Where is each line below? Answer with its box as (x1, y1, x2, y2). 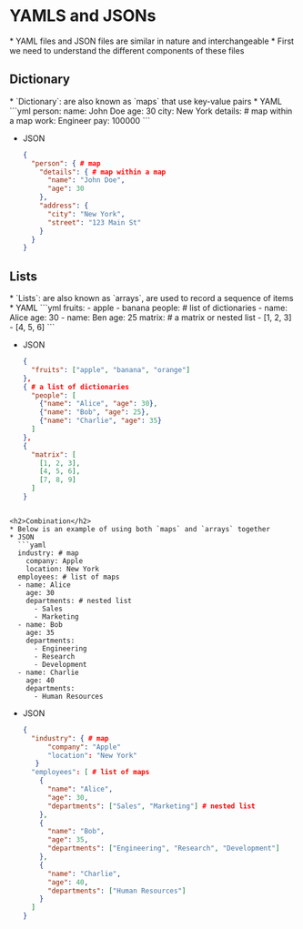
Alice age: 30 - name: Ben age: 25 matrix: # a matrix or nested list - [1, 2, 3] (9, 312, 292, 323)
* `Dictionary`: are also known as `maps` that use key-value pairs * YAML (9, 96, 282, 106)
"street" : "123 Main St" (46, 217, 142, 227)
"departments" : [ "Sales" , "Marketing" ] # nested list (46, 802, 257, 811)
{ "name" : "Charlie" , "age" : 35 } (39, 416, 162, 426)
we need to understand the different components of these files (9, 45, 245, 56)
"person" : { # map (31, 158, 101, 168)
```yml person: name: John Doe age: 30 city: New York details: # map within (9, 106, 293, 116)
